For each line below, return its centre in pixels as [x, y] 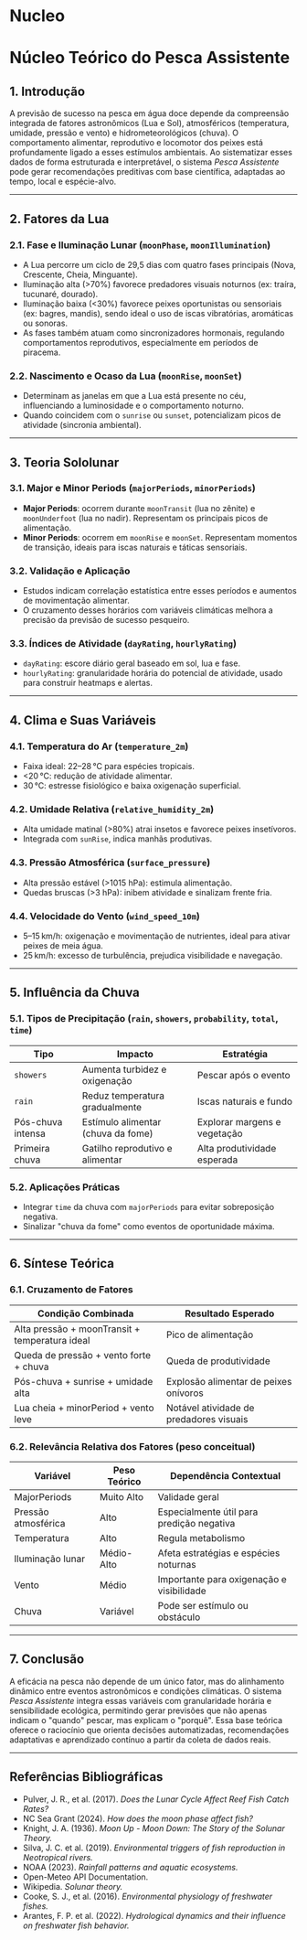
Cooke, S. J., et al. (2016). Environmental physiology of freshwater [148, 1896]
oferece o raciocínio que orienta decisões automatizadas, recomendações [149, 1730]
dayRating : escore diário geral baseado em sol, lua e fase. [131, 663]
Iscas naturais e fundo [245, 1101]
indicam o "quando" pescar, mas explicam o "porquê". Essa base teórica [146, 1720]
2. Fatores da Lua [59, 219]
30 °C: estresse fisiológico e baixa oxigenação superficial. [132, 786]
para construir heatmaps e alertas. [88, 683]
